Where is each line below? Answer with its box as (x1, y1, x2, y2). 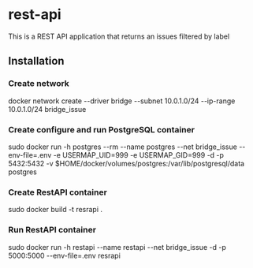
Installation (8, 54, 65, 68)
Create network (8, 78, 69, 89)
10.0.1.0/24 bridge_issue (8, 104, 87, 114)
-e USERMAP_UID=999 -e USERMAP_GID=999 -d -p (53, 150, 225, 159)
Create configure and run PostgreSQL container (8, 124, 195, 135)
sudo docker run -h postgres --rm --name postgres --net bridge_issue (8, 142, 238, 151)
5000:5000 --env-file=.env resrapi (8, 251, 121, 260)
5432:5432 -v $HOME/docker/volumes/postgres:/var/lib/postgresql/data (8, 158, 245, 168)
